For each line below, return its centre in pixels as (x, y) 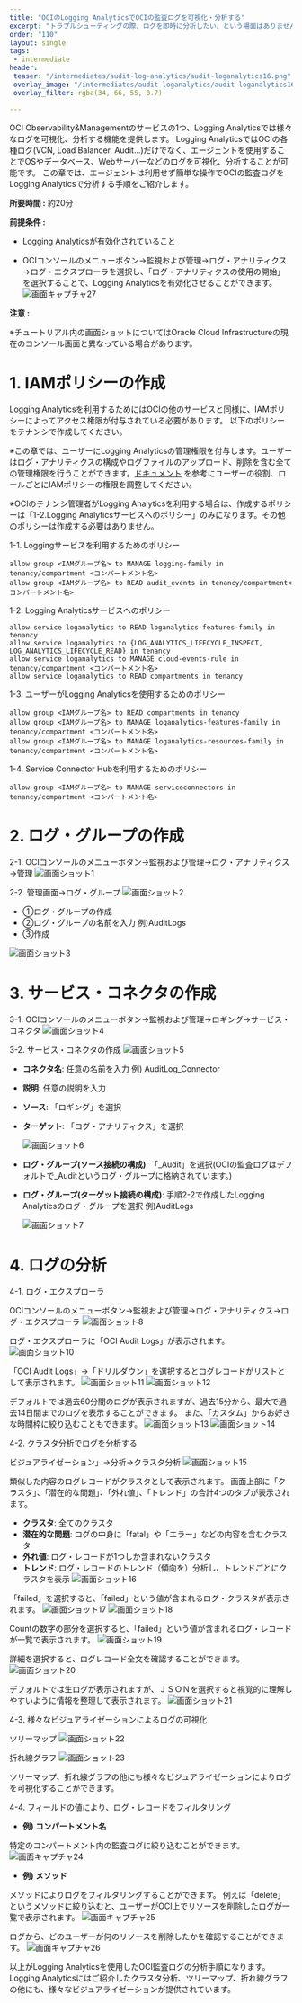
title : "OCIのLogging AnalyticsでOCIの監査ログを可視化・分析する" (127, 18)
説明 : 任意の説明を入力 (64, 1088)
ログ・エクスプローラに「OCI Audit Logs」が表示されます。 (120, 1341)
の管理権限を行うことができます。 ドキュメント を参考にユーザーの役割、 (144, 474)
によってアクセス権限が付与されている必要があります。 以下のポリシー (155, 421)
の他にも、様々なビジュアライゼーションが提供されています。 (123, 1990)
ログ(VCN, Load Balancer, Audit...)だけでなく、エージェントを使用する (147, 150)
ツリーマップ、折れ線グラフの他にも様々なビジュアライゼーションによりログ (151, 1777)
